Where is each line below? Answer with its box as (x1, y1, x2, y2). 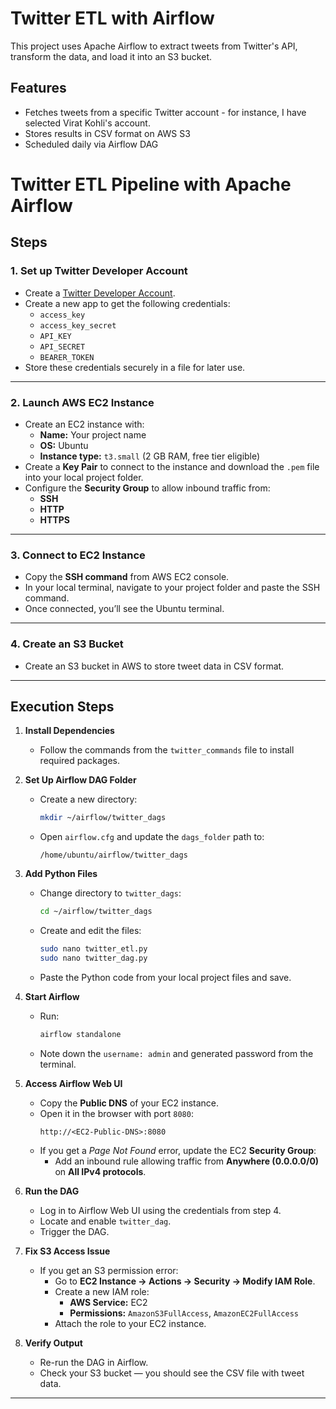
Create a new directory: (39, 793, 138, 806)
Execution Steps (10, 698, 115, 715)
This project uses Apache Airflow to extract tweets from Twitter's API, (10, 40, 298, 52)
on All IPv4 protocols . (54, 1165, 147, 1177)
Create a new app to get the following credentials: (24, 297, 231, 309)
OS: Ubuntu (39, 439, 89, 451)
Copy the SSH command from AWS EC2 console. (24, 571, 230, 583)
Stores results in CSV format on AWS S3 (24, 127, 191, 139)
